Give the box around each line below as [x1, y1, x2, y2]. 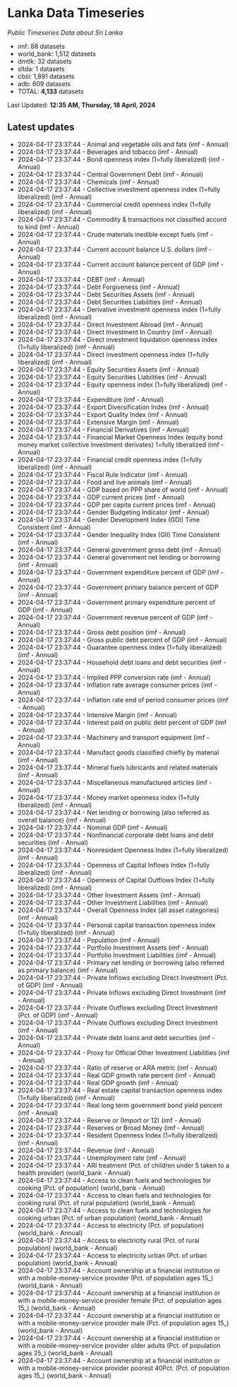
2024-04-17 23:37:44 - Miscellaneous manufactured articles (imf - [17, 778, 212, 786]
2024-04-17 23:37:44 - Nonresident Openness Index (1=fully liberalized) [17, 846, 229, 854]
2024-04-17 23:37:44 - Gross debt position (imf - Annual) [17, 627, 186, 637]
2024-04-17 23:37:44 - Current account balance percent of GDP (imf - [17, 260, 224, 268]
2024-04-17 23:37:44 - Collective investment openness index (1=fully [17, 185, 221, 194]
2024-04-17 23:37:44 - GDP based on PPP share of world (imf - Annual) [17, 485, 229, 494]
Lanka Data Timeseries [7, 5, 145, 21]
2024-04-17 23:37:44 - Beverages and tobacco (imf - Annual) [17, 147, 199, 156]
